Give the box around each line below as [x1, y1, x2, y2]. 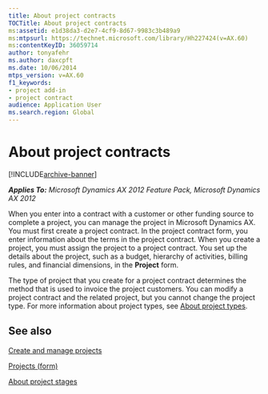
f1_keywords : [8, 78, 52, 86]
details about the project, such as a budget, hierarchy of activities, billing [8, 251, 248, 261]
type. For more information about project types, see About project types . [8, 301, 248, 311]
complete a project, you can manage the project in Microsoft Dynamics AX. [8, 217, 256, 227]
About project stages [8, 376, 78, 386]
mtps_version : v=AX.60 [8, 71, 84, 79]
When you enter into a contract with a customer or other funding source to [8, 209, 254, 219]
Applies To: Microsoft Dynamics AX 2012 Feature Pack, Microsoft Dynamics [8, 185, 261, 195]
